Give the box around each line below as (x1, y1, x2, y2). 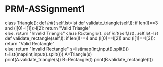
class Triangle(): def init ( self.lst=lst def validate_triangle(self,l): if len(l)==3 (5, 20, 158, 26)
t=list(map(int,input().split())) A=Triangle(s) (5, 51, 92, 57)
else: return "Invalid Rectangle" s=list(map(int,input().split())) (5, 46, 129, 52)
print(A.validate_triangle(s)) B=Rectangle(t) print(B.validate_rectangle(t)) (5, 56, 153, 62)
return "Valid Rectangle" (5, 40, 55, 46)
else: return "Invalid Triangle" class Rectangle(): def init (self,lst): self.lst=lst (5, 30, 158, 36)
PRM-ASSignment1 (5, 3, 85, 15)
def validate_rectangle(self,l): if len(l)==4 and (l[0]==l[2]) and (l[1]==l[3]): (5, 35, 155, 41)
